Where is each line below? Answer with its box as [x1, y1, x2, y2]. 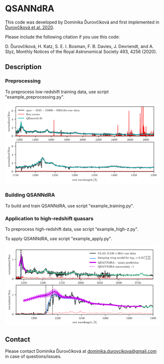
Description [5, 63, 42, 71]
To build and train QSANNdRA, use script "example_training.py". [5, 203, 134, 208]
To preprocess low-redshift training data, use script [5, 89, 109, 95]
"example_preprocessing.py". [5, 94, 65, 100]
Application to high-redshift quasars [5, 215, 94, 222]
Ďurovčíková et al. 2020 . [5, 24, 54, 30]
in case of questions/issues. [5, 354, 62, 360]
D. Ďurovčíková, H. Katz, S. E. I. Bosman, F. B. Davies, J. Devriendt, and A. [5, 43, 154, 49]
